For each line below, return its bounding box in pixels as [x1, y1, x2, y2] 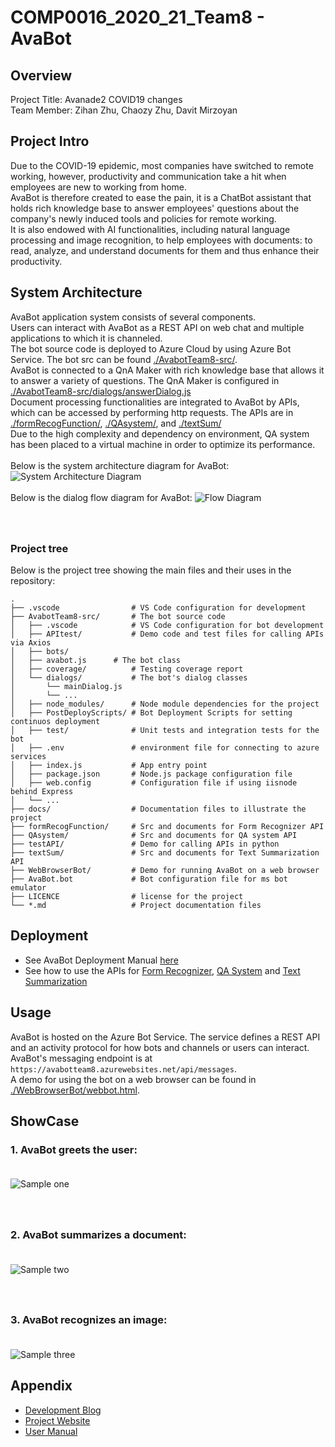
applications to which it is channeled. [10, 332, 163, 344]
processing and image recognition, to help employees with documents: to [10, 234, 313, 246]
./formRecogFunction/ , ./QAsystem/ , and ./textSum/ [10, 417, 222, 429]
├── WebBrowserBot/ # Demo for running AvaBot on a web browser [10, 865, 320, 875]
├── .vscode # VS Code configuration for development [10, 602, 307, 613]
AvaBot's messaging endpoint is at [10, 1052, 153, 1064]
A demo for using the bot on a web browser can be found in [10, 1073, 257, 1085]
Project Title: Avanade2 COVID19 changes [10, 94, 183, 105]
